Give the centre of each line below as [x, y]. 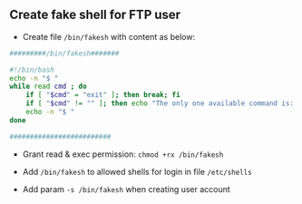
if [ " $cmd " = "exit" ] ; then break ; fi [103, 95]
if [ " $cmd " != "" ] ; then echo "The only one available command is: [160, 103]
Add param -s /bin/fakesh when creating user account [127, 189]
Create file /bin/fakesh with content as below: [109, 36]
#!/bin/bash [32, 70]
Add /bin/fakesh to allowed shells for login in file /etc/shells [137, 171]
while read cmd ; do [49, 87]
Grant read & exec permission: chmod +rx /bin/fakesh [123, 154]
